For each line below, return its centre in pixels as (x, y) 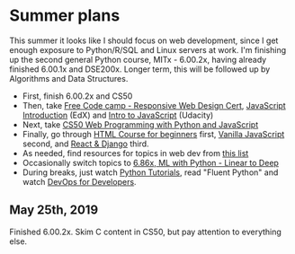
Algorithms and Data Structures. (69, 78)
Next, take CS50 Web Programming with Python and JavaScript (140, 124)
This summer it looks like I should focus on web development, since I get (144, 40)
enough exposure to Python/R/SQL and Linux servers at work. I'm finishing (148, 49)
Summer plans (65, 16)
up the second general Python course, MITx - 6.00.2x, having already (138, 59)
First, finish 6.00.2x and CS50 (77, 96)
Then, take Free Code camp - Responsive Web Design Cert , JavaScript (154, 105)
